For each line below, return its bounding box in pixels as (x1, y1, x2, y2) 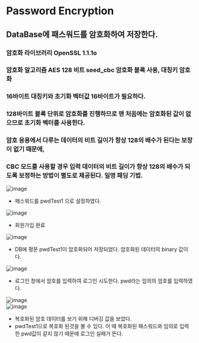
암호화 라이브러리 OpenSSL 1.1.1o (6, 49, 97, 57)
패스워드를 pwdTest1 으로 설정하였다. (14, 197, 102, 204)
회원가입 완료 (14, 222, 46, 229)
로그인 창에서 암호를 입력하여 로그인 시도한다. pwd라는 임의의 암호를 (14, 278, 173, 285)
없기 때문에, (12, 145, 45, 153)
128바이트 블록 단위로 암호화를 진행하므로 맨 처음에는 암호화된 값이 (6, 110, 185, 118)
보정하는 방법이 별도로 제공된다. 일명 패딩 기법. (18, 171, 143, 180)
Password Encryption (6, 4, 114, 18)
